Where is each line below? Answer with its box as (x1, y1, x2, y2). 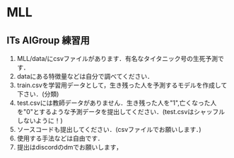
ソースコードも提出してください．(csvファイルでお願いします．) (16, 125, 202, 133)
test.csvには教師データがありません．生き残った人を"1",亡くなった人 (16, 98, 217, 107)
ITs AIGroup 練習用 (6, 34, 90, 46)
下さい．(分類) (16, 90, 59, 98)
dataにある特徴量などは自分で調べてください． (16, 72, 153, 80)
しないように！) (16, 116, 63, 125)
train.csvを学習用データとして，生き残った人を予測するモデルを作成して (16, 81, 228, 89)
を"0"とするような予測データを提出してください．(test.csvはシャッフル (16, 108, 226, 115)
